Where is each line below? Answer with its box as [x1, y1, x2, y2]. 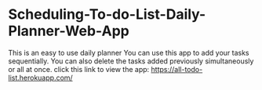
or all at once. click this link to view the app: [8, 64, 150, 74]
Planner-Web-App [8, 22, 129, 40]
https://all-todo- [151, 64, 203, 74]
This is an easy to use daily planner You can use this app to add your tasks [8, 48, 249, 57]
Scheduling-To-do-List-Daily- [8, 5, 206, 23]
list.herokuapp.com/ [8, 73, 73, 82]
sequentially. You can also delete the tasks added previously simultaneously [8, 56, 254, 66]
